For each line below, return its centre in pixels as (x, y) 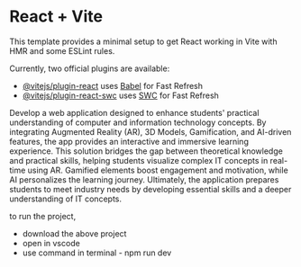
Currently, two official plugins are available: (90, 68)
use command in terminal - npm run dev (97, 253)
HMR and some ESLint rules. (62, 50)
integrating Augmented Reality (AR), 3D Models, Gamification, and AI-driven (150, 131)
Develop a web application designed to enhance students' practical (134, 112)
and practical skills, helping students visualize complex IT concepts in (139, 160)
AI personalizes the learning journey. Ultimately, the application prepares (144, 179)
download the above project (74, 233)
